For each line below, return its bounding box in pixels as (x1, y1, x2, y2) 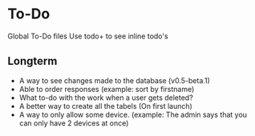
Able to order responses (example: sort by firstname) (18, 84, 195, 94)
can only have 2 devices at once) (18, 118, 129, 128)
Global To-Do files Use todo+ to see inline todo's (7, 31, 169, 41)
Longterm (7, 54, 58, 68)
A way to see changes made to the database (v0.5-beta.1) (18, 75, 210, 85)
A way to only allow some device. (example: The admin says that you (18, 110, 248, 119)
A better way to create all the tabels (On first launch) (18, 101, 193, 110)
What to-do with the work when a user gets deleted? (18, 93, 193, 102)
